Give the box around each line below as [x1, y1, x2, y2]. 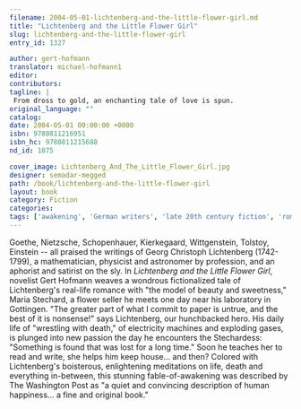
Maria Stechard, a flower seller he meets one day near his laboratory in [9, 293, 271, 305]
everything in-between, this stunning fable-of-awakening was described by [9, 370, 288, 381]
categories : [9, 204, 54, 213]
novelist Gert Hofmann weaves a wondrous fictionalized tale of [9, 274, 242, 285]
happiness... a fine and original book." [9, 389, 150, 400]
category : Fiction [9, 196, 78, 204]
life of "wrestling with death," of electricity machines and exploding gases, [9, 322, 284, 333]
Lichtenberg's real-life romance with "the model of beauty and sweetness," [9, 284, 287, 295]
